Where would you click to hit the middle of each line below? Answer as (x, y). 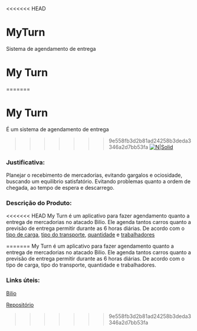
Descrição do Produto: (39, 203)
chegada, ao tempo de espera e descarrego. (60, 188)
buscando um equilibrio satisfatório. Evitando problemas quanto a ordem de (98, 181)
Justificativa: (26, 162)
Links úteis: (23, 280)
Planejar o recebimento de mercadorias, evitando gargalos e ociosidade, (94, 175)
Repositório (20, 304)
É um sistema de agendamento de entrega (58, 129)
